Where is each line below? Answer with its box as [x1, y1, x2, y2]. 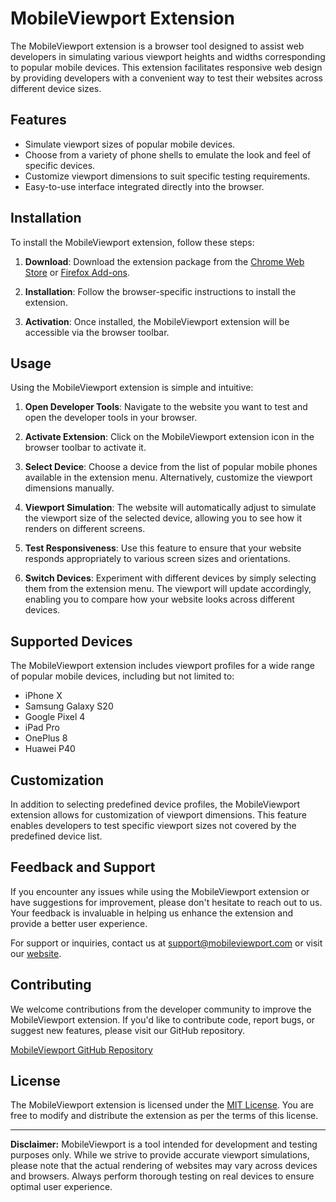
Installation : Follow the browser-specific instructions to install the [24, 285, 297, 297]
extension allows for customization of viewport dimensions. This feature [10, 809, 307, 821]
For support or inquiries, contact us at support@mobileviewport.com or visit [10, 937, 323, 949]
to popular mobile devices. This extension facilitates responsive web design [10, 61, 323, 73]
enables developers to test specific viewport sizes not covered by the [10, 820, 297, 831]
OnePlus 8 [24, 732, 68, 744]
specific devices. [24, 159, 96, 171]
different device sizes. [10, 82, 102, 94]
